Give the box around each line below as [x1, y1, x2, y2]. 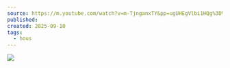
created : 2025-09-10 [7, 22, 66, 29]
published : [7, 16, 38, 23]
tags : [7, 29, 23, 36]
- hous [13, 35, 32, 42]
